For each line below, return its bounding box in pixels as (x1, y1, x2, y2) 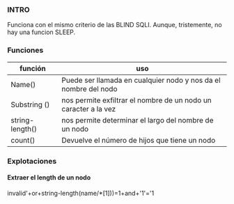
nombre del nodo (61, 84, 118, 93)
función (19, 63, 47, 73)
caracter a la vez (61, 104, 116, 113)
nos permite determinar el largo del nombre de (61, 115, 214, 125)
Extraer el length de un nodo (7, 173, 91, 182)
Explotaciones (7, 156, 57, 166)
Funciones (7, 45, 44, 55)
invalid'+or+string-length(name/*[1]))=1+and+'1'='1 (7, 189, 155, 197)
